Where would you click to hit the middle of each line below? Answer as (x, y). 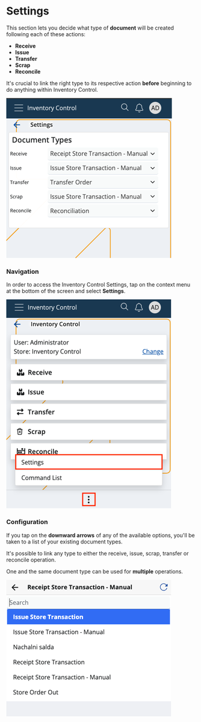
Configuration (27, 522)
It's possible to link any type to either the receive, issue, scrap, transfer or (97, 553)
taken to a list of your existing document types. (64, 542)
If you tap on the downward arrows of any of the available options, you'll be (100, 535)
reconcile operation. (31, 560)
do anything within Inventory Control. (52, 89)
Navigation (23, 271)
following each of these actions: (46, 34)
